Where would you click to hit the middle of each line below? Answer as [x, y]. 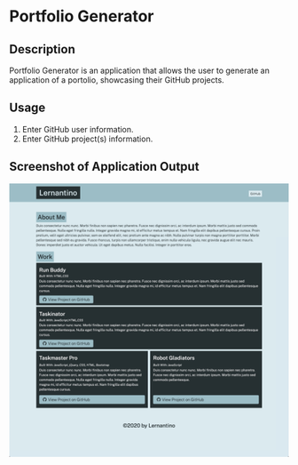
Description [42, 49]
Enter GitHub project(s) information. [87, 139]
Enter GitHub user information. [78, 129]
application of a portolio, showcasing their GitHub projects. [117, 80]
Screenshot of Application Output [104, 167]
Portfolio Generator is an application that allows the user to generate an [140, 70]
